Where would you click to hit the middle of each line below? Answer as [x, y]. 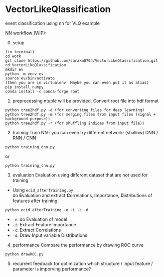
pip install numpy [24, 87]
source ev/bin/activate [30, 78]
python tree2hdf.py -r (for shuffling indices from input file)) [75, 123]
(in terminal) [20, 52]
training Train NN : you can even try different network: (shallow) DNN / [85, 132]
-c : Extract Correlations [37, 230]
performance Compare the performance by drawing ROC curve [78, 245]
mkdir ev [14, 69]
